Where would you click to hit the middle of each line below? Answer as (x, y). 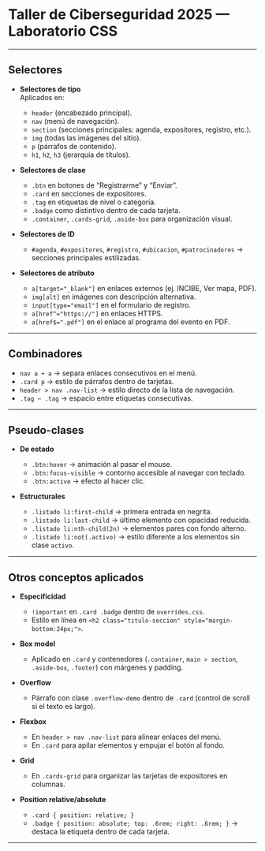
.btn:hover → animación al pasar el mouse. (102, 465)
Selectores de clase (52, 170)
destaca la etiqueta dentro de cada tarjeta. (101, 832)
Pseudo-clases (46, 430)
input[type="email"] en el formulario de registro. (111, 304)
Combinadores (45, 354)
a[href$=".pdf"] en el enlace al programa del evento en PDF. (131, 322)
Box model (37, 644)
